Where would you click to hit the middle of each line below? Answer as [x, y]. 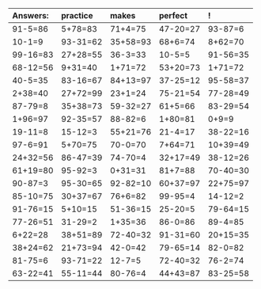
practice [77, 15]
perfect [174, 15]
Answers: [30, 15]
